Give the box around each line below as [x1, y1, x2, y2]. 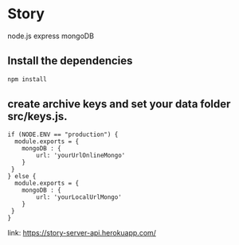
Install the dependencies [7, 54, 133, 68]
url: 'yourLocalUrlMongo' [36, 193, 123, 201]
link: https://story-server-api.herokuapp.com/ [7, 228, 157, 238]
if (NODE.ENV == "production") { [7, 130, 119, 139]
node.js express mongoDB [7, 31, 95, 41]
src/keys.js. [7, 110, 69, 123]
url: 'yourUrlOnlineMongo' [36, 152, 126, 160]
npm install [7, 75, 47, 84]
